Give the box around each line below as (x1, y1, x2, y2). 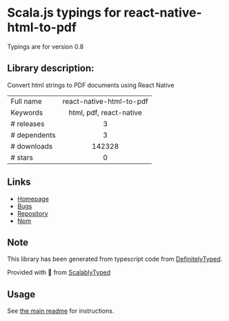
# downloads (10, 141, 53, 151)
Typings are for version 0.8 (7, 42, 84, 51)
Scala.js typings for (7, 5, 121, 21)
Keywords (10, 107, 43, 117)
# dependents (10, 130, 57, 140)
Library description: (7, 62, 94, 74)
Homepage (17, 194, 50, 203)
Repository (17, 209, 48, 217)
